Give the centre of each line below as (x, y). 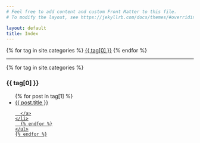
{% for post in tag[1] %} (44, 96)
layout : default (26, 28)
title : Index (22, 33)
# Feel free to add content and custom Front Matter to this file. (92, 12)
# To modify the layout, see (42, 17)
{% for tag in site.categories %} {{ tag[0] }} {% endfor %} (77, 51)
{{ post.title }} (32, 102)
